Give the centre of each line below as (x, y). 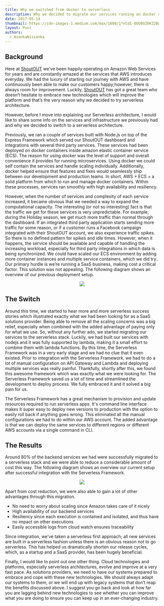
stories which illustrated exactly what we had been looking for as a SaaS (78, 316)
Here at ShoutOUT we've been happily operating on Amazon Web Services (81, 69)
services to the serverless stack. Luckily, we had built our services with (77, 337)
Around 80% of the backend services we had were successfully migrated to (82, 457)
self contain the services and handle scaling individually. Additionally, (75, 166)
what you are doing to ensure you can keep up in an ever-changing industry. (82, 598)
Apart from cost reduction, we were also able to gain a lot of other (71, 492)
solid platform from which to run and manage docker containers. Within (77, 182)
